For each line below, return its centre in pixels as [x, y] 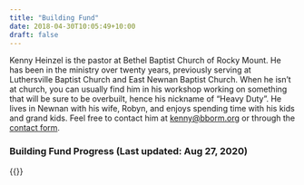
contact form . [35, 128]
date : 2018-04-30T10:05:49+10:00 [73, 26]
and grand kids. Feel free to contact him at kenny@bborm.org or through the [152, 118]
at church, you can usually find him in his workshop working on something [148, 89]
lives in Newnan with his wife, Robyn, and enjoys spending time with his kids [152, 109]
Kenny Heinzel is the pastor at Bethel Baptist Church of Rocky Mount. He [145, 61]
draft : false [34, 34]
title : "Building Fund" [54, 18]
